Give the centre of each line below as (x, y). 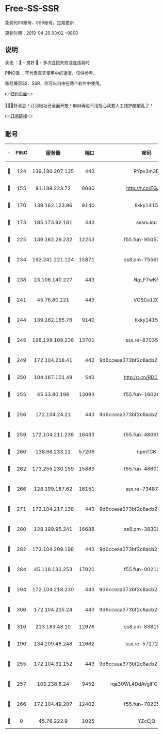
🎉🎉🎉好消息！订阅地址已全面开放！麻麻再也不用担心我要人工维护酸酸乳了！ (79, 105)
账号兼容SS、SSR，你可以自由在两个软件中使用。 (54, 83)
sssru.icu (147, 222)
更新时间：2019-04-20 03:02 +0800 (42, 33)
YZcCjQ (147, 721)
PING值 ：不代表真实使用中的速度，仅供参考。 (51, 73)
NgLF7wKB (146, 279)
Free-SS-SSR (32, 9)
